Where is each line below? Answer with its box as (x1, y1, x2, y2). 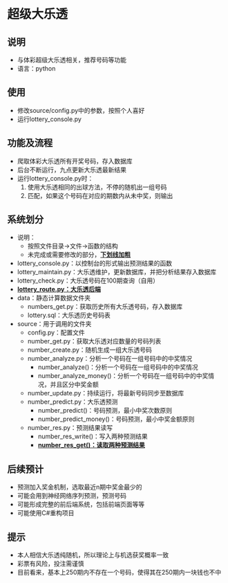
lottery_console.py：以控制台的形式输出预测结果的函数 (17, 259, 173, 267)
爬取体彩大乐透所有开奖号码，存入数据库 (17, 156, 133, 165)
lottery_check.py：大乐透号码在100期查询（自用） (17, 276, 160, 285)
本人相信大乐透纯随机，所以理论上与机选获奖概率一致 (17, 551, 169, 559)
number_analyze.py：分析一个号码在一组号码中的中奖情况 (27, 355, 193, 363)
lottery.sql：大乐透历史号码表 (27, 311, 111, 319)
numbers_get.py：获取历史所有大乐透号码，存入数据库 (27, 303, 183, 311)
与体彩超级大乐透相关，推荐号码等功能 (17, 56, 126, 64)
